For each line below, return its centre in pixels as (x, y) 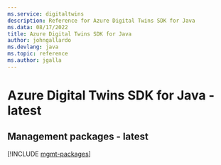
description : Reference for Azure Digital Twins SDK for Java (101, 21)
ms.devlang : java (33, 47)
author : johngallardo (39, 41)
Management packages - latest (78, 137)
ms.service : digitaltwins (45, 14)
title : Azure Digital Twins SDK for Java (70, 34)
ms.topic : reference (38, 54)
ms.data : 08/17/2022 (38, 27)
